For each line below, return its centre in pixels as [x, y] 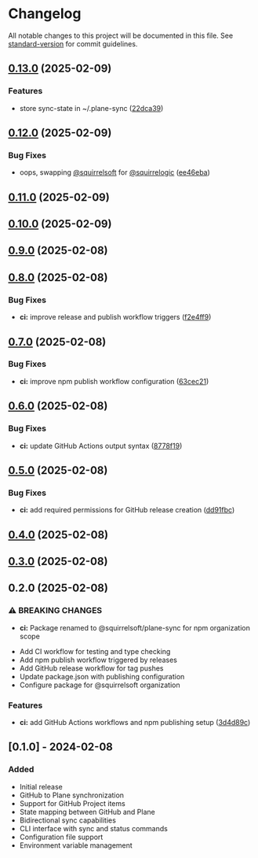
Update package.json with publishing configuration [102, 676]
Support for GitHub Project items [72, 803]
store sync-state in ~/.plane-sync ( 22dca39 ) [91, 108]
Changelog [45, 14]
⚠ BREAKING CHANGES [55, 611]
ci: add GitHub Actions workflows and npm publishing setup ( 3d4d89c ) [135, 722]
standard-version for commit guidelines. [73, 43]
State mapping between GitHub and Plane [87, 812]
